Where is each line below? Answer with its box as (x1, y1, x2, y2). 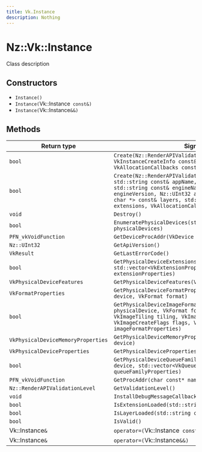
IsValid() (113, 418, 142, 425)
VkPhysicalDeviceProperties (9, 348, 90, 355)
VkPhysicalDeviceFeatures (9, 278, 84, 286)
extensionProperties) (113, 271, 176, 277)
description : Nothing (6, 14, 61, 20)
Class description (6, 60, 50, 67)
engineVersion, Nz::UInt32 (113, 190, 191, 198)
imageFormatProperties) (113, 325, 182, 332)
